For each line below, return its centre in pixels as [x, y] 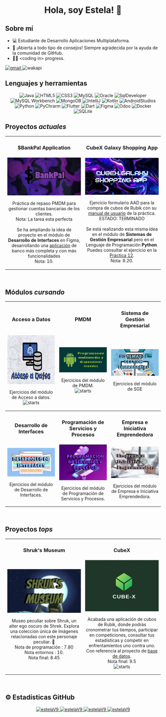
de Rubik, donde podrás [122, 624]
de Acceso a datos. [31, 397]
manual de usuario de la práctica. [122, 213]
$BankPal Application [44, 148]
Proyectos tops [29, 529]
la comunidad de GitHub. [38, 53]
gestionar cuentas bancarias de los [44, 209]
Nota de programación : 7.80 [44, 647]
